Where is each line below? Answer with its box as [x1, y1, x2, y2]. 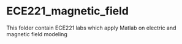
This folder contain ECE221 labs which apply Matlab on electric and [6, 24, 176, 31]
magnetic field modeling [6, 30, 67, 37]
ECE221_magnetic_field [6, 4, 129, 18]
